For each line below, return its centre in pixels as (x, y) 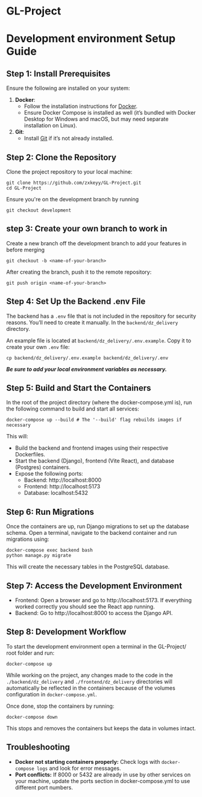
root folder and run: (30, 653)
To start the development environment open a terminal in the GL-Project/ (96, 646)
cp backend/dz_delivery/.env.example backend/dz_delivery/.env (87, 358)
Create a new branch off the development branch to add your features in (96, 243)
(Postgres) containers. (43, 467)
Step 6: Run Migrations (50, 512)
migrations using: (28, 539)
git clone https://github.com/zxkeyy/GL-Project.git (74, 183)
